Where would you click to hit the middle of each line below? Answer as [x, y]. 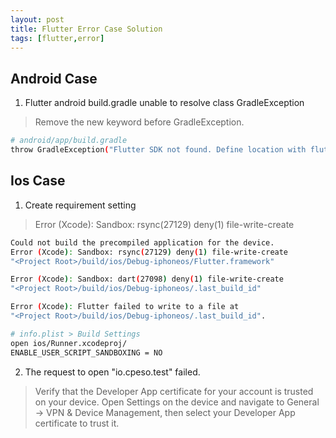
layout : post [37, 19]
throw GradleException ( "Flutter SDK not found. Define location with [158, 150]
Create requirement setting [80, 205]
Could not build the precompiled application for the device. [142, 242]
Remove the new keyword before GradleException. [139, 122]
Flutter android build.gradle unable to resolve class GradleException [164, 103]
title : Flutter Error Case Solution [86, 29]
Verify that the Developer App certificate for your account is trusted [174, 391]
